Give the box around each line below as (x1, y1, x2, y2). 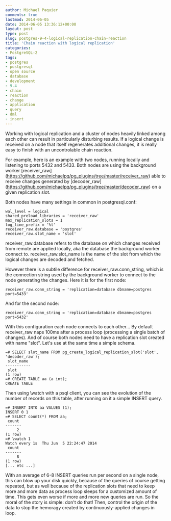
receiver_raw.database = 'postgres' (5, 226, 83, 232)
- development (5, 79, 36, 84)
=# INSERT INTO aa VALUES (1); (5, 405, 72, 410)
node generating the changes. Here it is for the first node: (5, 277, 127, 283)
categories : (5, 45, 31, 50)
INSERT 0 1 (5, 409, 29, 414)
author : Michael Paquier (5, 7, 58, 13)
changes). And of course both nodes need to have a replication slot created (5, 334, 164, 341)
